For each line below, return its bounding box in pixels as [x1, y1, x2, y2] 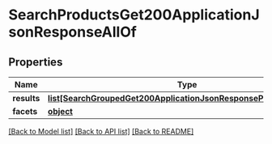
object [47, 106, 73, 116]
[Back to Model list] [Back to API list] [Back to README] [8, 127, 194, 136]
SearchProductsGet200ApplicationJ [8, 6, 261, 24]
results [12, 93, 40, 104]
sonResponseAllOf [8, 23, 138, 41]
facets [12, 106, 38, 116]
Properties [8, 55, 63, 69]
